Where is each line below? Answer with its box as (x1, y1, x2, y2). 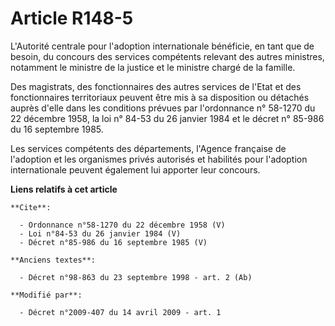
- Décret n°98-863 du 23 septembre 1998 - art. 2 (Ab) (19, 272, 253, 282)
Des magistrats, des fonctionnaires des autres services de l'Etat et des (10, 80, 302, 92)
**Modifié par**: (10, 290, 83, 300)
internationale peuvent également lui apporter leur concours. (10, 163, 261, 176)
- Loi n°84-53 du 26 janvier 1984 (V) (19, 228, 182, 239)
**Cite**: (10, 202, 52, 212)
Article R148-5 (10, 7, 134, 30)
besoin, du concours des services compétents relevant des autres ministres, (10, 50, 325, 62)
